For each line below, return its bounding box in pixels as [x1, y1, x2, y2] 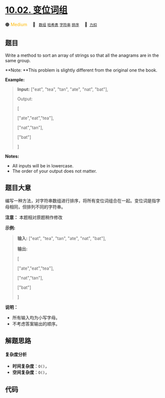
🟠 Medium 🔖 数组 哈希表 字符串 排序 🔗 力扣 [5, 21, 98, 27]
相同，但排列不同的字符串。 [9, 203, 66, 210]
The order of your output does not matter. [12, 168, 97, 174]
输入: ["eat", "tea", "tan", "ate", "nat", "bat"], [17, 235, 106, 241]
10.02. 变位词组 [5, 4, 68, 16]
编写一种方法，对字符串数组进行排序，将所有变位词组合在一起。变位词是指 [5, 198, 156, 203]
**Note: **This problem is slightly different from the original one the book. [5, 67, 158, 73]
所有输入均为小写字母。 [12, 315, 60, 320]
